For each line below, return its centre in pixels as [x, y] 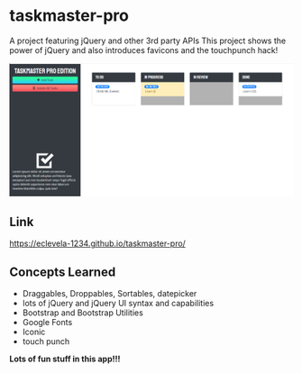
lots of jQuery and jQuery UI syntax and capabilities [118, 304]
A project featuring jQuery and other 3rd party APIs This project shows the [148, 41]
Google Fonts [47, 323]
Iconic [34, 332]
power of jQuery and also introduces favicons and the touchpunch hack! [144, 50]
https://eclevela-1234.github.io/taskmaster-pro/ [98, 243]
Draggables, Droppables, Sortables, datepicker [110, 294]
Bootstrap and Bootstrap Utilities [83, 313]
